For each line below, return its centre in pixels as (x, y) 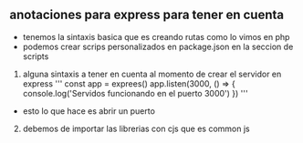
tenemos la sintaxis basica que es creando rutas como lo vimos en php (156, 36)
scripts (36, 56)
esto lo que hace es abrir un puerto (89, 111)
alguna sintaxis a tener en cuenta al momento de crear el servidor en (152, 74)
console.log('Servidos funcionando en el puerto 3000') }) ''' (135, 93)
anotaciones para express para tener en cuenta (147, 15)
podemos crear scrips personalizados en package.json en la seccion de (158, 46)
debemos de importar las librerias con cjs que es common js (136, 128)
